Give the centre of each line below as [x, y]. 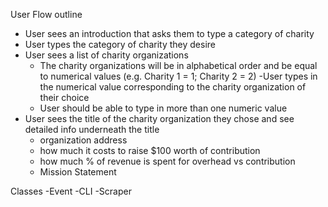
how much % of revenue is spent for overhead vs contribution [167, 161]
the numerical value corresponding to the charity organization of [173, 87]
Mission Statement [78, 172]
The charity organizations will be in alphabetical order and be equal [178, 65]
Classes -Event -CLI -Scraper [71, 191]
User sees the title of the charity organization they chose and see [159, 118]
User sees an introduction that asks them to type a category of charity [169, 33]
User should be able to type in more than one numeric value [163, 108]
